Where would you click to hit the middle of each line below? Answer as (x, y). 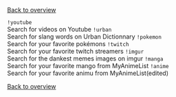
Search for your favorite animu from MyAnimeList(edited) (88, 73)
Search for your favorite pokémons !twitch (68, 44)
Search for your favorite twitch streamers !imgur (76, 51)
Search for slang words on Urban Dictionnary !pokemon (84, 36)
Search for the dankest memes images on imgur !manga (85, 58)
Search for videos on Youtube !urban (59, 29)
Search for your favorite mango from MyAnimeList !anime (88, 66)
